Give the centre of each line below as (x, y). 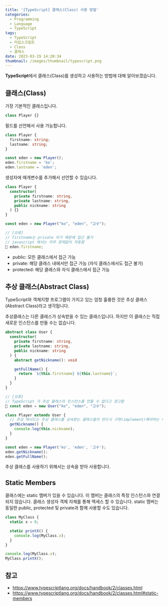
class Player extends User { (35, 415)
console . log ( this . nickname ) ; (44, 429)
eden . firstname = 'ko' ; (30, 163)
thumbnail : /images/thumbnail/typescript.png (53, 61)
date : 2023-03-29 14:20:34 (33, 56)
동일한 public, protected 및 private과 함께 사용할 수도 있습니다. (67, 508)
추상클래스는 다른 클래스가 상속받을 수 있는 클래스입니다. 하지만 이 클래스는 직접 (82, 316)
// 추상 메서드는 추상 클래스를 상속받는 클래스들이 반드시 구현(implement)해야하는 (84, 420)
